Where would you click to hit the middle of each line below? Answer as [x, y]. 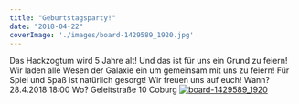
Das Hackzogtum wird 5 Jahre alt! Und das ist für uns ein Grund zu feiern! [149, 61]
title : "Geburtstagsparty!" [63, 18]
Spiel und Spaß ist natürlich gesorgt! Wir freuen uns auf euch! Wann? [139, 80]
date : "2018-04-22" [47, 26]
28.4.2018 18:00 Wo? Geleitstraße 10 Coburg [94, 90]
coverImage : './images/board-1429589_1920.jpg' [102, 35]
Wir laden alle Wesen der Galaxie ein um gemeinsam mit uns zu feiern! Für [149, 70]
